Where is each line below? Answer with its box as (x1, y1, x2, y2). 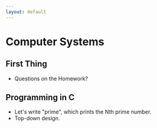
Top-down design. (14, 115, 60, 122)
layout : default (5, 8, 46, 15)
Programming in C (5, 92, 75, 103)
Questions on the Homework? (14, 75, 88, 82)
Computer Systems (5, 34, 105, 48)
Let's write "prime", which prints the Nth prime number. (14, 108, 152, 115)
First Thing (5, 59, 48, 69)
